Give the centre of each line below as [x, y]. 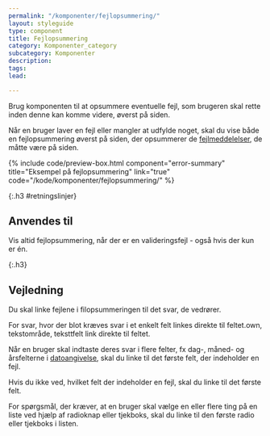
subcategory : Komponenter [52, 53]
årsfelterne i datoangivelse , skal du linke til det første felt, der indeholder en [134, 358]
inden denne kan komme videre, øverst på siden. [89, 115]
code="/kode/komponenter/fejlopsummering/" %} [91, 180]
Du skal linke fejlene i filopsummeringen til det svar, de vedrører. [115, 310]
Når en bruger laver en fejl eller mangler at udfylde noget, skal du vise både [134, 130]
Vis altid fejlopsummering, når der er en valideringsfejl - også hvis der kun [131, 241]
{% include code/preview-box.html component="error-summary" [117, 163]
